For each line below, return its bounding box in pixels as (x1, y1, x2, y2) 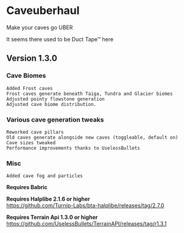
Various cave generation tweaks (6, 115, 104, 123)
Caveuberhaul (6, 4, 80, 18)
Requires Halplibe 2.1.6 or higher (6, 195, 90, 203)
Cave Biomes (6, 71, 46, 80)
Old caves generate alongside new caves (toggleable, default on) (6, 134, 179, 141)
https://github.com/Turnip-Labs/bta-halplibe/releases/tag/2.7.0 (6, 202, 165, 209)
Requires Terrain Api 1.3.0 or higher (6, 214, 98, 221)
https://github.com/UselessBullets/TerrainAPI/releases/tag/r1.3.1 (6, 220, 167, 228)
